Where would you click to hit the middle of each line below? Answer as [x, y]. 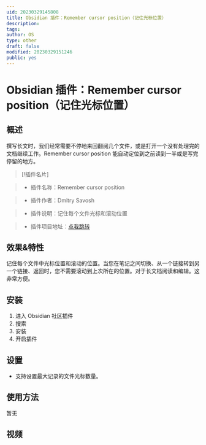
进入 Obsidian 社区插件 [44, 316]
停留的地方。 [22, 161]
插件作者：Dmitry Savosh [63, 200]
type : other [21, 41]
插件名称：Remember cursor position [78, 187]
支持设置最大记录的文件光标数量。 [58, 376]
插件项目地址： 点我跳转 [60, 226]
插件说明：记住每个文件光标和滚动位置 [79, 213]
